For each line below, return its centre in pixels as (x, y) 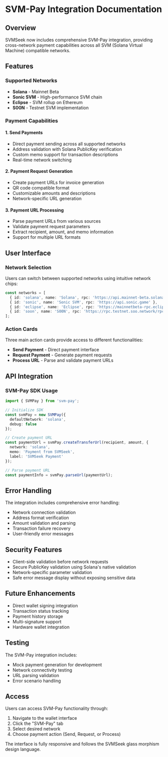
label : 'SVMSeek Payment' (37, 456)
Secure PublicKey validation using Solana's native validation (74, 567)
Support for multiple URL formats (46, 237)
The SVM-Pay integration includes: (41, 655)
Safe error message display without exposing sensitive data (74, 578)
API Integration (29, 376)
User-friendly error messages (43, 534)
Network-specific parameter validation (52, 573)
